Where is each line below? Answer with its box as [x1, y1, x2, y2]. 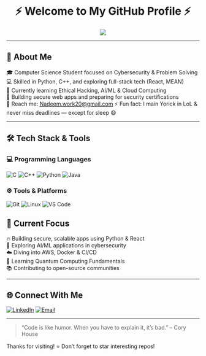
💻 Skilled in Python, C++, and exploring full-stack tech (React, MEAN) [6, 77, 184, 85]
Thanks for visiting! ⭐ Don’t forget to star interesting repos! [6, 342, 155, 350]
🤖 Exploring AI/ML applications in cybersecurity [6, 241, 127, 249]
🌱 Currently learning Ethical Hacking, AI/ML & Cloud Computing [6, 87, 167, 94]
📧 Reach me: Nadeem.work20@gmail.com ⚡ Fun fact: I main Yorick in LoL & [6, 100, 198, 107]
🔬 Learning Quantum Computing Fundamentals [6, 257, 125, 265]
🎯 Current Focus [6, 219, 70, 229]
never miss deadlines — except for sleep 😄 [6, 109, 116, 116]
